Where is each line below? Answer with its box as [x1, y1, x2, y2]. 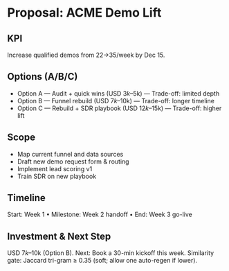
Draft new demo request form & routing [17, 157, 129, 166]
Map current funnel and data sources [17, 150, 124, 158]
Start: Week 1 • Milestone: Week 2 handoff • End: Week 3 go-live [7, 210, 192, 219]
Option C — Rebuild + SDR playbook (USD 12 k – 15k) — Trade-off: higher [17, 104, 222, 112]
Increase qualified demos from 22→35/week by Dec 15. [7, 51, 165, 59]
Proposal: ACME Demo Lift [7, 5, 162, 21]
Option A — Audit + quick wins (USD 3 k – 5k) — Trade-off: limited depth [17, 89, 220, 98]
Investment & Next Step [7, 230, 111, 242]
